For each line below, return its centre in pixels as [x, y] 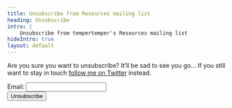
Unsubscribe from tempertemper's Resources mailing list [104, 33]
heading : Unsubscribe [39, 20]
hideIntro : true [31, 39]
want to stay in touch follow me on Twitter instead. [79, 73]
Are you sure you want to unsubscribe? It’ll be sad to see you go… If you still [116, 65]
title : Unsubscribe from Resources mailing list [79, 13]
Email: [16, 87]
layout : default [31, 46]
